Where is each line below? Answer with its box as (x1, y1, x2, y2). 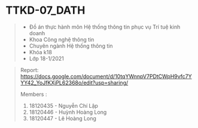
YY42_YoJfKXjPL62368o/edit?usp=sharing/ (20, 79, 129, 86)
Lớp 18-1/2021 (29, 55, 64, 62)
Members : (20, 90, 47, 98)
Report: (20, 66, 39, 73)
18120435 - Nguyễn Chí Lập (29, 102, 98, 109)
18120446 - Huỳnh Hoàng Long (29, 108, 107, 115)
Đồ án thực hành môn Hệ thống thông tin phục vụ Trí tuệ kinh (29, 23, 181, 30)
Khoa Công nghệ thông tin (29, 36, 95, 43)
